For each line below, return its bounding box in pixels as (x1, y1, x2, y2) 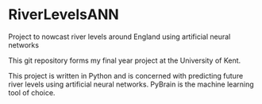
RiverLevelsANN (8, 6, 119, 24)
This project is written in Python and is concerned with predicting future (8, 71, 244, 80)
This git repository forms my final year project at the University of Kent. (8, 56, 241, 65)
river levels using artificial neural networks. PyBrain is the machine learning (8, 79, 254, 89)
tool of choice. (8, 87, 56, 97)
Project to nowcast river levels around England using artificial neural (8, 32, 231, 41)
